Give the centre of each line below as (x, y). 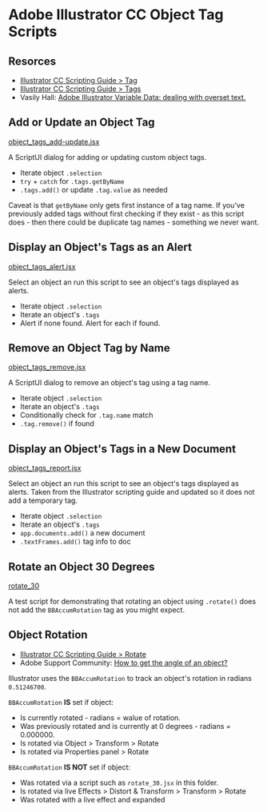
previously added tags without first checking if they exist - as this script (126, 213)
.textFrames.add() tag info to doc (75, 542)
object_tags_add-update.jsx (54, 141)
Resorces (32, 61)
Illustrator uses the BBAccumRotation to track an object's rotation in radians (130, 678)
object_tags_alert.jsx (42, 266)
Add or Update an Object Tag (82, 123)
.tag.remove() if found (57, 424)
